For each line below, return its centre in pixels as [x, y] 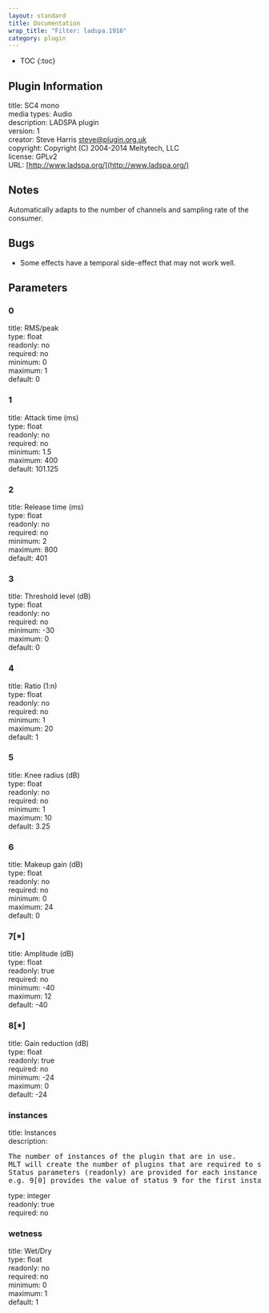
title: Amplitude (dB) [41, 954]
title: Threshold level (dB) [50, 596]
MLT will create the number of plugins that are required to [131, 1165]
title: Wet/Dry [30, 1251]
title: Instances [32, 1133]
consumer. [26, 218]
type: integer [29, 1196]
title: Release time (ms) [46, 507]
